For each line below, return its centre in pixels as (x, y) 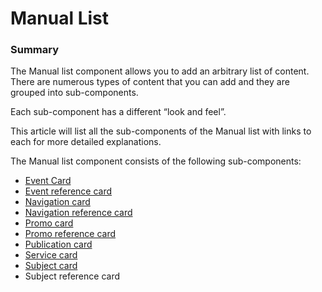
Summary (35, 50)
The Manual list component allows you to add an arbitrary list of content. (160, 71)
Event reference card (68, 191)
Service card (51, 255)
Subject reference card (72, 276)
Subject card (51, 266)
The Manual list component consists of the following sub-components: (156, 161)
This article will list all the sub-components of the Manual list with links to (161, 131)
